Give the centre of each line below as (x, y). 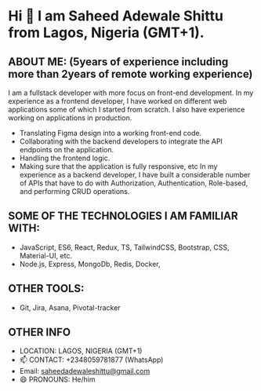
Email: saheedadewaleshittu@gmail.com (85, 371)
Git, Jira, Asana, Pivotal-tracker (70, 307)
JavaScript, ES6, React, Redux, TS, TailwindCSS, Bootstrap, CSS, (124, 247)
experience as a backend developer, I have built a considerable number (135, 175)
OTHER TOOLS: (46, 289)
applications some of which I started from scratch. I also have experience (127, 110)
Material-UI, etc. (46, 255)
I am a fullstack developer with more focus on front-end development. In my (131, 93)
